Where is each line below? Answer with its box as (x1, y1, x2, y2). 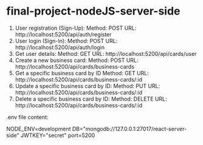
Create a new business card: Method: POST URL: (15, 56, 139, 64)
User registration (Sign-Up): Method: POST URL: (15, 24, 137, 32)
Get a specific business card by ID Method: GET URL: (15, 69, 149, 76)
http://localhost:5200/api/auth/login (15, 44, 105, 51)
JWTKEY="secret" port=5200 (20, 132, 95, 139)
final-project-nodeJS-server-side (6, 4, 181, 18)
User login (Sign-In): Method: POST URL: (15, 37, 118, 44)
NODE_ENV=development (6, 125, 71, 132)
